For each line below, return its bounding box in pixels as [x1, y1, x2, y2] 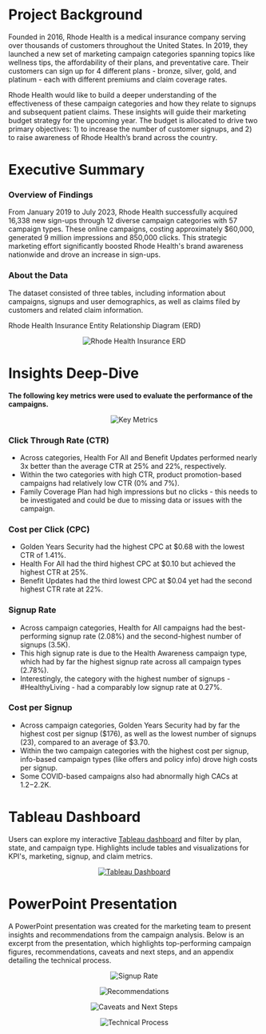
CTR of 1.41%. [19, 551, 66, 560]
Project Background [8, 6, 143, 24]
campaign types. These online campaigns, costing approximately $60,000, [8, 224, 255, 234]
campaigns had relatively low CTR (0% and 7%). [19, 478, 180, 487]
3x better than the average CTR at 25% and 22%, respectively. [19, 461, 227, 471]
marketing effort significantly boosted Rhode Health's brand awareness [8, 242, 244, 251]
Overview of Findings [8, 190, 93, 201]
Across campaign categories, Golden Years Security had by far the [19, 720, 240, 730]
